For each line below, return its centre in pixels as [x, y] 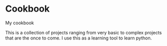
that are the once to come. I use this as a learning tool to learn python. [79, 38]
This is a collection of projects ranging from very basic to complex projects [83, 32]
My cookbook [20, 23]
